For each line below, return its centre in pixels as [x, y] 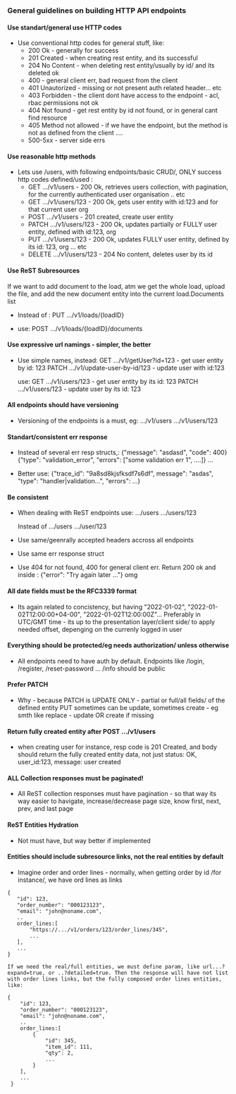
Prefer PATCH [28, 685]
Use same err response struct [61, 554]
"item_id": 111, [69, 1047]
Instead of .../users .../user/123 [62, 526]
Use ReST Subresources [44, 271]
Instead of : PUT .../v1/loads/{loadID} [71, 315]
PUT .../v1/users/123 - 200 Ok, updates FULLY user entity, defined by [129, 240]
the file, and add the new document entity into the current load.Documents [116, 294]
